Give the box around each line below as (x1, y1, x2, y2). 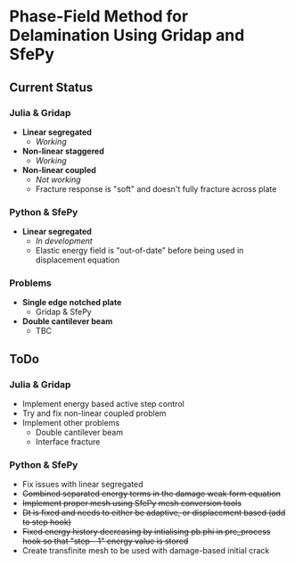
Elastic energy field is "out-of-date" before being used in (35, 245, 244, 256)
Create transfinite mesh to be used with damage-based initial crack (21, 545, 270, 556)
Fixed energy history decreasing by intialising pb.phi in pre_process (21, 527, 271, 537)
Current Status (9, 79, 94, 95)
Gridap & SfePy (35, 306, 92, 318)
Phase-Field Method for (9, 6, 189, 27)
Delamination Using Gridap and (9, 25, 245, 46)
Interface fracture (35, 436, 101, 447)
